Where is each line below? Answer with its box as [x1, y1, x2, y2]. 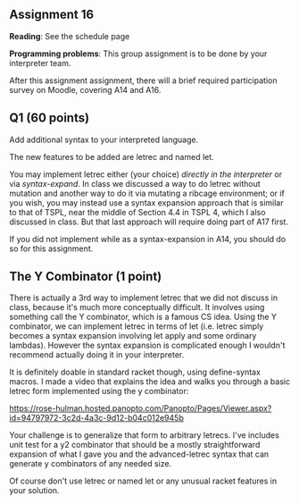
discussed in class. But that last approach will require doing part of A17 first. [9, 216, 288, 227]
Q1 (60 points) [9, 111, 90, 126]
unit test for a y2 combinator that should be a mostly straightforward [9, 440, 261, 450]
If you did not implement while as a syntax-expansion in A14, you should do [9, 233, 287, 244]
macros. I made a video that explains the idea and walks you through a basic [9, 376, 291, 387]
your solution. [9, 485, 60, 496]
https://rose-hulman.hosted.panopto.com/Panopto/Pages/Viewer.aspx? [9, 403, 272, 414]
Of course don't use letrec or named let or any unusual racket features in [9, 475, 278, 486]
